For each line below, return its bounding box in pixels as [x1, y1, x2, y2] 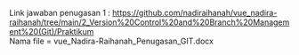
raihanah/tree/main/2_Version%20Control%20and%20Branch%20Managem [9, 17, 290, 27]
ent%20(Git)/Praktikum [9, 27, 94, 36]
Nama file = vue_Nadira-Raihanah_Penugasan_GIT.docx [9, 35, 214, 46]
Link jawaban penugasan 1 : [9, 8, 111, 18]
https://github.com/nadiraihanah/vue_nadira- [112, 8, 278, 18]
